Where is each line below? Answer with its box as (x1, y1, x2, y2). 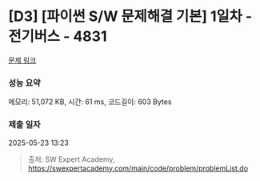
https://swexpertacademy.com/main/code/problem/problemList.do (27, 163, 249, 173)
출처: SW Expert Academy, (27, 154, 115, 164)
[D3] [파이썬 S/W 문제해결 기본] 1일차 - (8, 7, 253, 26)
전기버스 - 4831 (8, 27, 107, 46)
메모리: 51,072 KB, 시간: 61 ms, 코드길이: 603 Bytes (8, 97, 172, 107)
